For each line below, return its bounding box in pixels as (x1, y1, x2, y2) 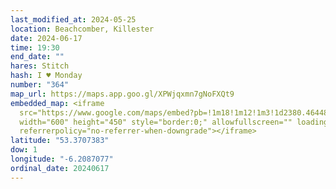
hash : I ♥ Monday (10, 71, 83, 81)
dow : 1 (10, 145, 38, 155)
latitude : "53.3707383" (10, 136, 110, 146)
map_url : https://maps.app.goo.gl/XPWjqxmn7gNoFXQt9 (10, 89, 235, 99)
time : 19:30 (10, 42, 60, 53)
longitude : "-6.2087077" (10, 154, 114, 164)
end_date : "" (10, 52, 65, 62)
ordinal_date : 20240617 (10, 163, 110, 173)
